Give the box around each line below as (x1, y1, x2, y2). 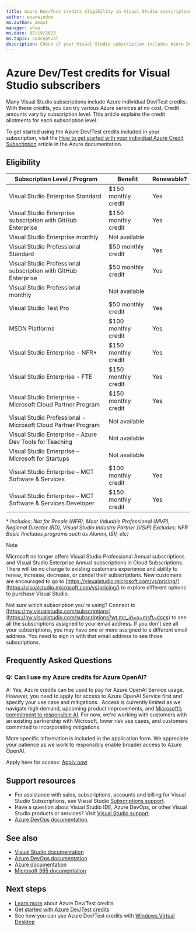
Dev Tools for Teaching (9, 437, 73, 446)
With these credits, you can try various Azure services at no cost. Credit (6, 104, 180, 111)
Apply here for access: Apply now (6, 758, 87, 766)
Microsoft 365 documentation (14, 867, 86, 874)
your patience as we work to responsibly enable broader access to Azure (6, 741, 182, 749)
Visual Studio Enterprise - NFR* (9, 349, 97, 357)
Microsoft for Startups (9, 454, 69, 463)
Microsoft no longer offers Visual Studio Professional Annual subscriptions (6, 553, 185, 560)
